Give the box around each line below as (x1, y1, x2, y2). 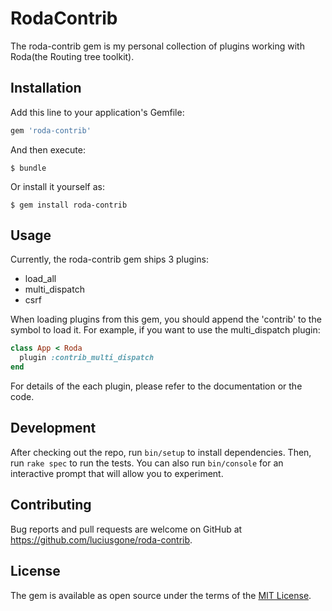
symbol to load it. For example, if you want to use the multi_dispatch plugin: (10, 324, 321, 336)
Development (10, 420, 97, 437)
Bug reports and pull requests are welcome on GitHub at (10, 523, 243, 535)
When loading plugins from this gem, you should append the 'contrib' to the (10, 313, 322, 326)
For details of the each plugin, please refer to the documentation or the (10, 380, 303, 392)
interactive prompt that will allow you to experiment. (10, 467, 224, 479)
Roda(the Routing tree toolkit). (10, 50, 135, 62)
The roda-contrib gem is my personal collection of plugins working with (10, 40, 305, 52)
